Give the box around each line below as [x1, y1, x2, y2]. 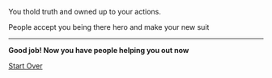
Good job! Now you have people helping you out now [8, 46, 189, 55]
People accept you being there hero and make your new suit [8, 23, 210, 31]
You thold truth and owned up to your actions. [8, 7, 162, 16]
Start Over [8, 61, 43, 71]
